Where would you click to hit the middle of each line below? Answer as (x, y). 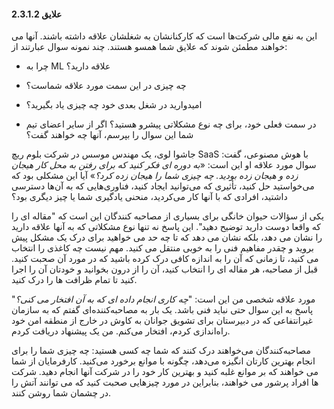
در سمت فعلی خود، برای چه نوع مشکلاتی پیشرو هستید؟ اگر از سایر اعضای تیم (171, 124)
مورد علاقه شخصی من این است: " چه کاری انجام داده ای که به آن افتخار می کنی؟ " (163, 299)
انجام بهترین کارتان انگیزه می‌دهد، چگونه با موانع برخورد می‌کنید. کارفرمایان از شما (163, 361)
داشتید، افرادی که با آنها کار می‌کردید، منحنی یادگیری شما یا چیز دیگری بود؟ (149, 197)
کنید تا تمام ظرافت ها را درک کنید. (74, 280)
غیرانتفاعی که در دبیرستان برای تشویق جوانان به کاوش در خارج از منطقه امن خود (162, 321)
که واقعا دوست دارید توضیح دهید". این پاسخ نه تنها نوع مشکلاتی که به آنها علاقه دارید (166, 227)
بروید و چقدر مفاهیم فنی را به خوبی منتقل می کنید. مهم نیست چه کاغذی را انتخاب (162, 248)
